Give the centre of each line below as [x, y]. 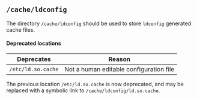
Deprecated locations [34, 43]
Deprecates [34, 59]
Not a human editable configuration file [119, 69]
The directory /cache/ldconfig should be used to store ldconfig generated [99, 23]
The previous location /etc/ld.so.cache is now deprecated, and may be [95, 84]
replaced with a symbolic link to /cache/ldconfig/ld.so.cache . [83, 90]
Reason [120, 59]
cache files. [20, 29]
